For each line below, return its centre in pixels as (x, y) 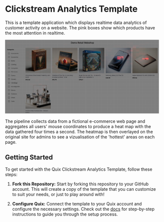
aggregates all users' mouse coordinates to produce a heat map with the (78, 126)
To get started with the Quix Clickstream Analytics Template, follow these (79, 169)
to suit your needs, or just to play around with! (58, 194)
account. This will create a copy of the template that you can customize (84, 189)
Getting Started (29, 157)
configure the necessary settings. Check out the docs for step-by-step (83, 209)
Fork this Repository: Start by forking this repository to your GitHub (80, 184)
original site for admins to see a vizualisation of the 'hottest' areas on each (80, 137)
